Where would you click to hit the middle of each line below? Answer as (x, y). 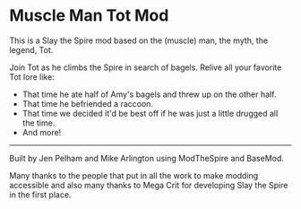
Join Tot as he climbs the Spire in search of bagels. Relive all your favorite (146, 67)
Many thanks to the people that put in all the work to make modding (134, 175)
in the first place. (40, 195)
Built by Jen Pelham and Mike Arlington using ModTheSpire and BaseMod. (147, 158)
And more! (42, 132)
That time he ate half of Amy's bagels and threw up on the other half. (149, 94)
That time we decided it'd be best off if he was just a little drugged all (150, 113)
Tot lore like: (32, 76)
